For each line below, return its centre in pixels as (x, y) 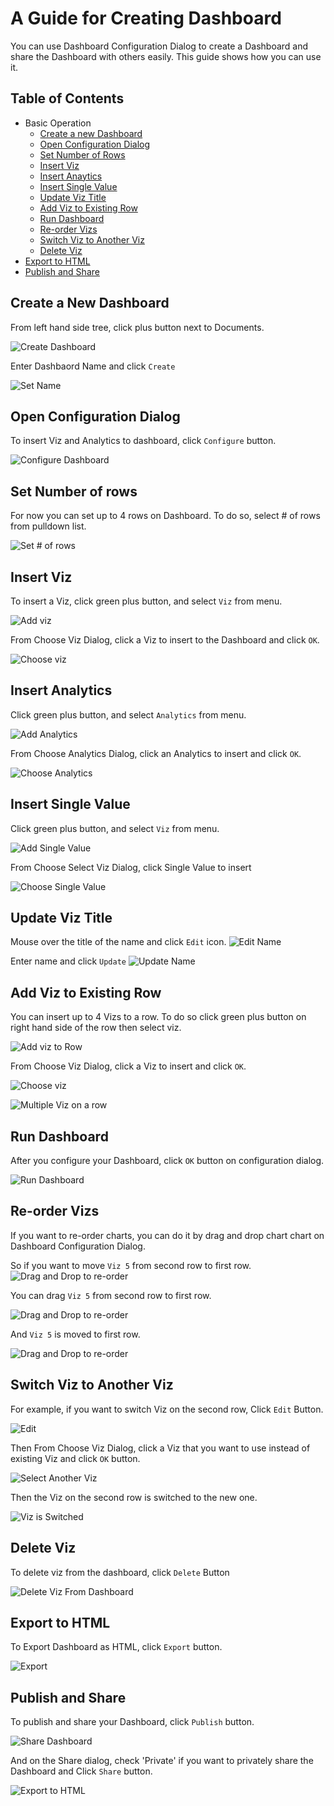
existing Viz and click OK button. (75, 1458)
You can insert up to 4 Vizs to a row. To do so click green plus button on (158, 1017)
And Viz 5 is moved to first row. (75, 1334)
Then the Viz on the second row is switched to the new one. (134, 1497)
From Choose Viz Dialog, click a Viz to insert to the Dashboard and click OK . (165, 640)
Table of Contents (67, 98)
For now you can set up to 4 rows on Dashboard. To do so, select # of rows (165, 516)
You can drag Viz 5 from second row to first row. (111, 1295)
